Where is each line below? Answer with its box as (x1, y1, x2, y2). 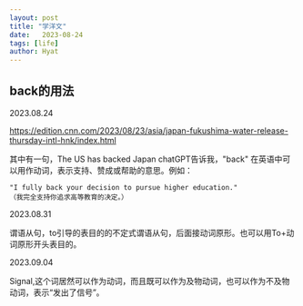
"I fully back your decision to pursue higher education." (9, 183, 238, 192)
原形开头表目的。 (16, 238, 82, 250)
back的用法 (9, 83, 75, 98)
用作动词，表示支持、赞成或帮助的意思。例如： (16, 164, 193, 175)
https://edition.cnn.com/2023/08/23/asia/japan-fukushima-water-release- (9, 124, 288, 136)
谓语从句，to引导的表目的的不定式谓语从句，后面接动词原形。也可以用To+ (9, 227, 287, 238)
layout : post (9, 13, 59, 23)
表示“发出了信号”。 (33, 287, 105, 298)
